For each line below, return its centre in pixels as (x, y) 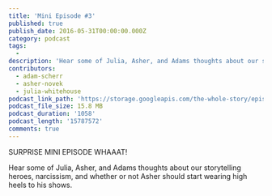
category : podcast (39, 38)
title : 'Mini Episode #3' (52, 16)
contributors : (32, 69)
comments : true (34, 129)
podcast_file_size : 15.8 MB (56, 106)
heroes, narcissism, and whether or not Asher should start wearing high (128, 176)
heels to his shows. (40, 185)
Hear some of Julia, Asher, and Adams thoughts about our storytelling (125, 168)
